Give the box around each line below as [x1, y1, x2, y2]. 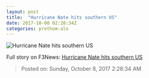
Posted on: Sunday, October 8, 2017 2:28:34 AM [21, 65, 142, 73]
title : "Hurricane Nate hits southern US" [6, 14, 118, 20]
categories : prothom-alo [6, 25, 69, 32]
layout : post [6, 8, 39, 15]
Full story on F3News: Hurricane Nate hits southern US [6, 53, 143, 61]
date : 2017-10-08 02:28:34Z [6, 20, 77, 26]
